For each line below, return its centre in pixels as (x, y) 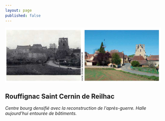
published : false (23, 15)
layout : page (19, 10)
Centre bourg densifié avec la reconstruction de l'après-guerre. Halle (76, 108)
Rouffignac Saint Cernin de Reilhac (60, 97)
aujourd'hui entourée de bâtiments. (41, 114)
